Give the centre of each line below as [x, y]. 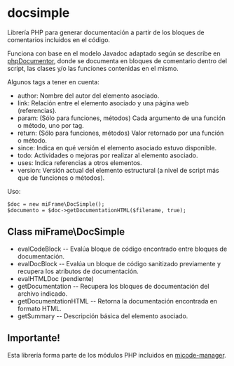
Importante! [34, 338]
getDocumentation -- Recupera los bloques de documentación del [113, 286]
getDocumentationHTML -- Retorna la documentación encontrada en [117, 301]
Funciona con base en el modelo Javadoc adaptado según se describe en [114, 53]
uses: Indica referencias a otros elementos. [80, 162]
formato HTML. [39, 308]
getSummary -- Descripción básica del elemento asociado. [103, 316]
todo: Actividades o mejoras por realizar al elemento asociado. [108, 155]
